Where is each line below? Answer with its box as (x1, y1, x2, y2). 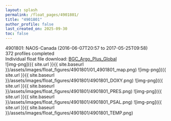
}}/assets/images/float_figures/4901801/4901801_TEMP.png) (5, 110, 134, 116)
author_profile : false (5, 21, 54, 27)
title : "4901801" (5, 17, 42, 22)
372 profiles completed (5, 50, 55, 56)
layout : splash (5, 7, 38, 13)
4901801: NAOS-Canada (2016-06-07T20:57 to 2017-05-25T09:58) (5, 45, 148, 51)
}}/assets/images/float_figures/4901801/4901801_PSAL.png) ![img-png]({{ (5, 99, 162, 105)
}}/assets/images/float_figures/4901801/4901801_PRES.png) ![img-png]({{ (5, 88, 162, 94)
